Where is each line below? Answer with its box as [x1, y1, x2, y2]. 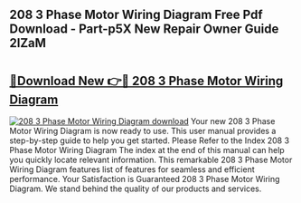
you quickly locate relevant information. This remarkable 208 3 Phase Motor [9, 154, 293, 165]
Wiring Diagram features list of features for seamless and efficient [9, 164, 255, 175]
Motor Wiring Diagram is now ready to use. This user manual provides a [9, 126, 277, 136]
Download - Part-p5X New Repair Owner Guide [9, 22, 279, 37]
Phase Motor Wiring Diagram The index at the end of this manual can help [9, 145, 285, 155]
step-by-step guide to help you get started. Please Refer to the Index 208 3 [9, 135, 290, 146]
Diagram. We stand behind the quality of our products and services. [9, 183, 262, 194]
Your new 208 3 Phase [191, 116, 276, 126]
